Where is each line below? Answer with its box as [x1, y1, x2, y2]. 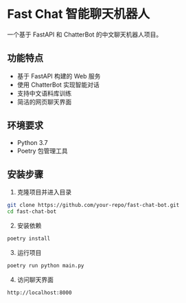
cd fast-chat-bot [7, 208, 57, 215]
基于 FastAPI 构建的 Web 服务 [16, 71, 101, 80]
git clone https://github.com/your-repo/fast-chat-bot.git [7, 202, 180, 209]
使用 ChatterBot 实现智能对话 [16, 80, 100, 89]
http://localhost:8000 [7, 289, 72, 296]
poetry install [7, 235, 51, 243]
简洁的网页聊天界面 [16, 98, 72, 106]
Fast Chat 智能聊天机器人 [7, 6, 150, 22]
